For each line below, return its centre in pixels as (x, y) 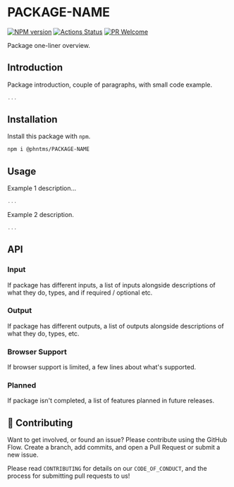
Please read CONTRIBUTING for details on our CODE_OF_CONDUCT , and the (107, 469)
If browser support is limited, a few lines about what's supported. (102, 367)
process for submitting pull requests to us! (69, 476)
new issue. (23, 455)
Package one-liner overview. (49, 45)
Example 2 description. (41, 215)
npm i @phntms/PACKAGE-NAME (49, 149)
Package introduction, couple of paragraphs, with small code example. (110, 85)
